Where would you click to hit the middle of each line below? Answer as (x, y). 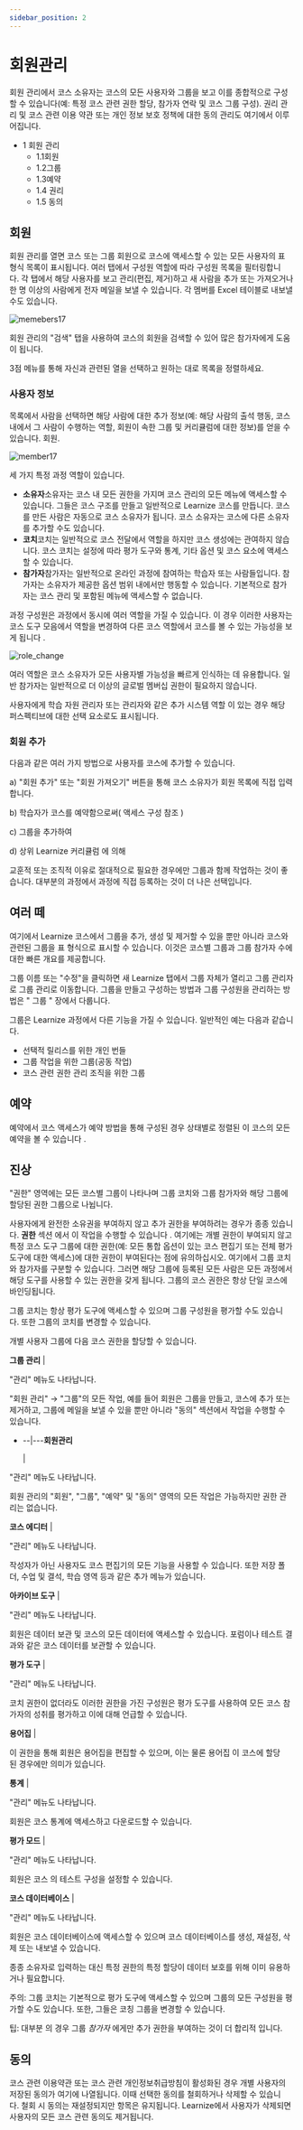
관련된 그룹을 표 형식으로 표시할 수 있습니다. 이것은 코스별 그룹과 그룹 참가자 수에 (151, 947)
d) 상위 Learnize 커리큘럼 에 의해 (68, 851)
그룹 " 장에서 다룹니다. (71, 1000)
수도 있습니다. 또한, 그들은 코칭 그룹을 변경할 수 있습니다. (125, 2009)
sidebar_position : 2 (48, 18)
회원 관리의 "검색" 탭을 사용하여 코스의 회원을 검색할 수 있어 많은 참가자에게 (142, 338)
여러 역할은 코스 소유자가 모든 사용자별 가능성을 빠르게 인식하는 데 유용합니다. (145, 674)
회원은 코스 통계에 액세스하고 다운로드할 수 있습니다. (101, 1822)
